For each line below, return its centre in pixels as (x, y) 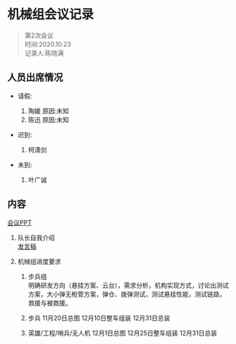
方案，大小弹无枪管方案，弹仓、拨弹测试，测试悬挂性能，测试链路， (127, 294)
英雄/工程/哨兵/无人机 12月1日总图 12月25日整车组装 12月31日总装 (123, 333)
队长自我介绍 (36, 237)
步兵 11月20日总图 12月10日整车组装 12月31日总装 (99, 318)
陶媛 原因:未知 (48, 111)
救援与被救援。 (50, 303)
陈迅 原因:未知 (48, 119)
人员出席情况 (35, 77)
